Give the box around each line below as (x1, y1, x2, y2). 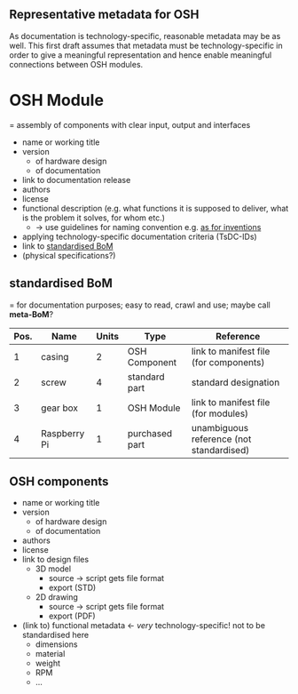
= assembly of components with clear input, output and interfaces (9, 119, 251, 130)
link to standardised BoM (21, 240, 114, 251)
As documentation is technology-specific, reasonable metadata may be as (9, 30, 281, 41)
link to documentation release (21, 174, 131, 185)
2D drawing (35, 592, 78, 602)
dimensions (35, 639, 78, 650)
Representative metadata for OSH (9, 7, 200, 22)
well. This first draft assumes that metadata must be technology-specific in (9, 40, 284, 51)
